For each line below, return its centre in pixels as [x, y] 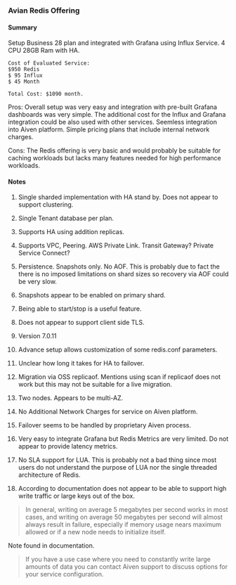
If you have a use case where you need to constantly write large [118, 559]
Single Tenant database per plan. [66, 218]
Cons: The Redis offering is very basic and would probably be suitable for [114, 150]
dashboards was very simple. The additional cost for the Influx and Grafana [117, 115]
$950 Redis [24, 70]
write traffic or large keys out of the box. [77, 496]
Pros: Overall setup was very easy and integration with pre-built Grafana [112, 107]
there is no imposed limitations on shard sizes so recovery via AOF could [123, 274]
